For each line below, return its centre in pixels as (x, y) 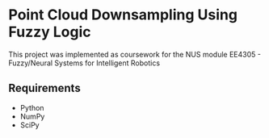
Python (32, 107)
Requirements (44, 88)
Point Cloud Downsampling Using (123, 15)
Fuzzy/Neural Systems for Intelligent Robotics (84, 63)
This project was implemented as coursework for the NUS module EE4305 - (134, 54)
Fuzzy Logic (50, 32)
